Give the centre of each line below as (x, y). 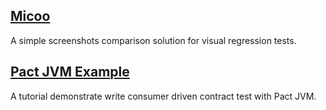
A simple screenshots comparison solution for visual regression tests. (153, 40)
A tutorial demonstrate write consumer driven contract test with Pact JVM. (163, 96)
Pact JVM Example (70, 72)
